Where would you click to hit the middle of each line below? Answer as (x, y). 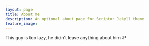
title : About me (22, 14)
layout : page (19, 10)
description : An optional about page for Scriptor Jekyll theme (75, 19)
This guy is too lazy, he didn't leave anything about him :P (66, 38)
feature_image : (21, 24)
